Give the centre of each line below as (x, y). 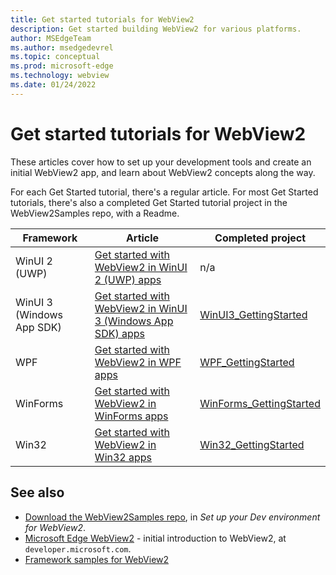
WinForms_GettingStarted (260, 403)
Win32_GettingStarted (252, 444)
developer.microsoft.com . (78, 548)
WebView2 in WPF (138, 362)
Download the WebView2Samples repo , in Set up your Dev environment (172, 517)
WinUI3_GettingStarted (253, 314)
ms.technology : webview (60, 76)
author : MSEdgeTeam (51, 38)
